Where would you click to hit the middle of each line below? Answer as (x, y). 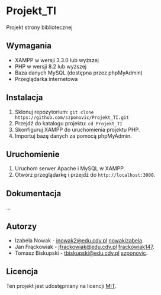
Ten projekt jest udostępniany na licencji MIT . (61, 286)
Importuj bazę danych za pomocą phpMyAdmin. (73, 136)
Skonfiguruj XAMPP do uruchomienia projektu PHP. (77, 129)
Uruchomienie (33, 154)
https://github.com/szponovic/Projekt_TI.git (72, 117)
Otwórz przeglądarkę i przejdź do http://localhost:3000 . (85, 175)
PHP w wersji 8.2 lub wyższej (51, 66)
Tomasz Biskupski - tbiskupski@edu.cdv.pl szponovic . (81, 253)
